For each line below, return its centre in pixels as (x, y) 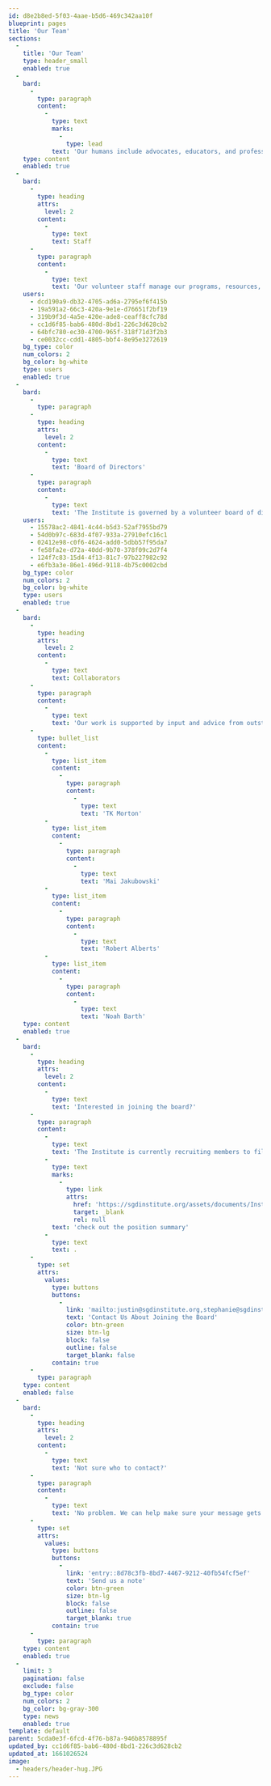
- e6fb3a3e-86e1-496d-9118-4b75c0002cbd (98, 565)
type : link (84, 1190)
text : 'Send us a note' (106, 1580)
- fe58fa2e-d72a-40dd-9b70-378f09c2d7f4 (98, 550)
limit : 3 (38, 1671)
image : (19, 1761)
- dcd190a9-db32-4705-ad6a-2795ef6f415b (98, 302)
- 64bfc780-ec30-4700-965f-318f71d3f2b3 (98, 332)
